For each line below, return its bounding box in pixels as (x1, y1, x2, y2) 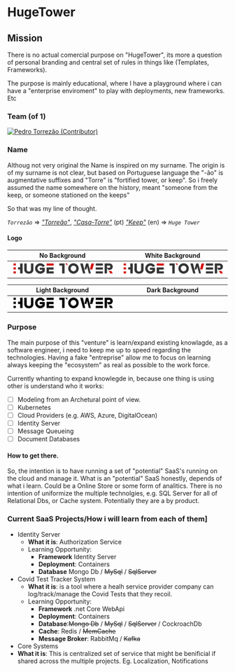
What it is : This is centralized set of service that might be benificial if (17, 649, 216, 657)
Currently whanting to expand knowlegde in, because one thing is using (7, 374, 215, 383)
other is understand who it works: (7, 381, 104, 390)
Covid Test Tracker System (17, 575, 96, 583)
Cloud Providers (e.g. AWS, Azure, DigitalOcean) (17, 411, 158, 419)
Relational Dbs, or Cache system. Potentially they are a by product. (7, 497, 200, 505)
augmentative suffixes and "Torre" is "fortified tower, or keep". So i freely (7, 176, 218, 184)
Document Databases (17, 434, 80, 443)
